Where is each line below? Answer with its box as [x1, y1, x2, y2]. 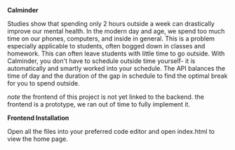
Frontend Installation [7, 114, 69, 122]
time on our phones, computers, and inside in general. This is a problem [7, 34, 215, 43]
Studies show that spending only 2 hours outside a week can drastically [7, 20, 215, 27]
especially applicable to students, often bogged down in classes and [7, 42, 206, 50]
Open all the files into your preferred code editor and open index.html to [7, 128, 215, 135]
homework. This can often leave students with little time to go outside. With [7, 49, 225, 57]
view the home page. [7, 135, 68, 143]
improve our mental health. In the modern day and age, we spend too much [7, 27, 225, 35]
